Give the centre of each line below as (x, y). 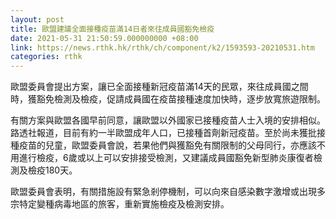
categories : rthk (46, 57)
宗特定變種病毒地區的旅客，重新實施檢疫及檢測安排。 (120, 204)
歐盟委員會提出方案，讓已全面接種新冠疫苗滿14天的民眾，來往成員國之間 (159, 87)
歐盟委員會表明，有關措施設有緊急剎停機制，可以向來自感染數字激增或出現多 (168, 192)
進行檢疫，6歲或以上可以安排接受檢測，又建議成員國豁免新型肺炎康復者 (166, 158)
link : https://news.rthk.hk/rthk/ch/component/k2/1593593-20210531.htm (162, 47)
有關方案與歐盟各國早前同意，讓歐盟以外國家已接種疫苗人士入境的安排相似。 (168, 120)
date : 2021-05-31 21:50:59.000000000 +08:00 (104, 38)
